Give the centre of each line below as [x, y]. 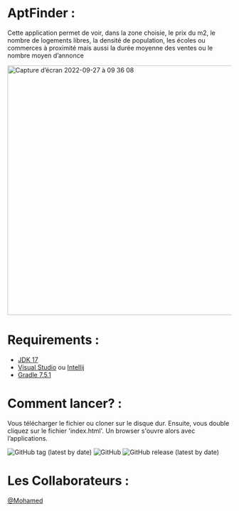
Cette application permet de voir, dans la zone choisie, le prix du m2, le [111, 33]
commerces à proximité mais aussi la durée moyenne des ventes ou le [110, 48]
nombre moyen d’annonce [46, 55]
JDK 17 [28, 360]
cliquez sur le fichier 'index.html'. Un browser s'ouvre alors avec [101, 431]
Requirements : [53, 340]
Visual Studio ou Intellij [51, 367]
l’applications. [28, 438]
